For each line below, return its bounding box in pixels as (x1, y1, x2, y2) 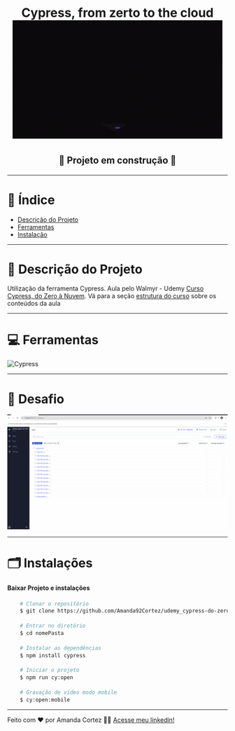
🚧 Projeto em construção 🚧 (58, 154, 177, 166)
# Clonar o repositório (20, 600, 90, 608)
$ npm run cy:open (20, 674, 73, 681)
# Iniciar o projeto (20, 666, 80, 674)
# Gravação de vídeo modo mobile (20, 689, 117, 696)
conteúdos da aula (7, 300, 61, 308)
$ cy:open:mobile (20, 696, 71, 703)
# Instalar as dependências (20, 644, 101, 652)
